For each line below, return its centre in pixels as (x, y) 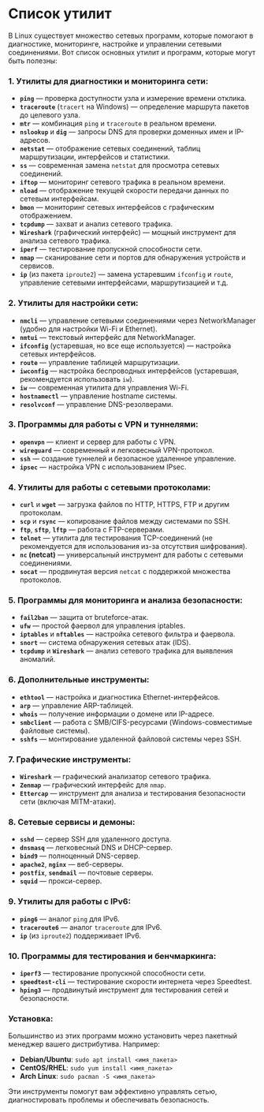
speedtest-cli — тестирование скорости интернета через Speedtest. (136, 981)
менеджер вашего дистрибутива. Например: (84, 1044)
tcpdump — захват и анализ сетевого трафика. (96, 224)
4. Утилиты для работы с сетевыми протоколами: (110, 487)
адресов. (35, 140)
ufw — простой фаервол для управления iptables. (102, 626)
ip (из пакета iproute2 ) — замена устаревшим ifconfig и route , (126, 274)
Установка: (31, 1018)
